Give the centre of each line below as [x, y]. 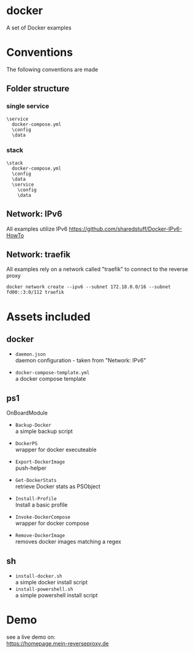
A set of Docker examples [39, 28]
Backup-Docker [33, 426]
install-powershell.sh [44, 589]
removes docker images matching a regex [68, 542]
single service [28, 106]
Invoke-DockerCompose [43, 517]
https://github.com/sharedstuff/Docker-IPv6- [125, 229]
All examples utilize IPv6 [37, 229]
